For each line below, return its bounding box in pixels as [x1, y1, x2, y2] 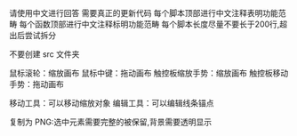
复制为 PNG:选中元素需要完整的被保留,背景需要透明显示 [9, 116, 212, 127]
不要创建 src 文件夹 [9, 49, 80, 60]
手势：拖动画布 [9, 79, 64, 89]
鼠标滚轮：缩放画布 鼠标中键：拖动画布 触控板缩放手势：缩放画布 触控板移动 [9, 68, 289, 78]
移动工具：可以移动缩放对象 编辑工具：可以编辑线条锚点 [9, 98, 214, 108]
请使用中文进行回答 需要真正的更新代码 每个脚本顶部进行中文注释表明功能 [9, 8, 278, 18]
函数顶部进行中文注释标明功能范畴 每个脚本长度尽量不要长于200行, [34, 19, 280, 29]
